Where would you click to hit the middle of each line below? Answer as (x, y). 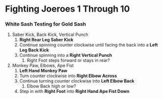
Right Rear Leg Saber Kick (46, 40)
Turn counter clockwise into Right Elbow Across (68, 76)
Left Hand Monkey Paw (43, 71)
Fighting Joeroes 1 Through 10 (68, 9)
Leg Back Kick (34, 50)
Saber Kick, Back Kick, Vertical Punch (50, 34)
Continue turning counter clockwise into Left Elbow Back (77, 81)
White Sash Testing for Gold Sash (46, 24)
